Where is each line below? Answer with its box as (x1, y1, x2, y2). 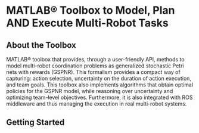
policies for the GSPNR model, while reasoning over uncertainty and (6, 88, 173, 94)
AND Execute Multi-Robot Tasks (6, 16, 169, 30)
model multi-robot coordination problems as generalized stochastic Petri (6, 62, 184, 69)
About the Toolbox (6, 40, 76, 50)
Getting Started (6, 117, 65, 128)
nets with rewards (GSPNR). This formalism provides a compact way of (6, 69, 181, 75)
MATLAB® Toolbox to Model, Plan (6, 4, 175, 17)
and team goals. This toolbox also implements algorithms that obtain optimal (6, 81, 194, 88)
